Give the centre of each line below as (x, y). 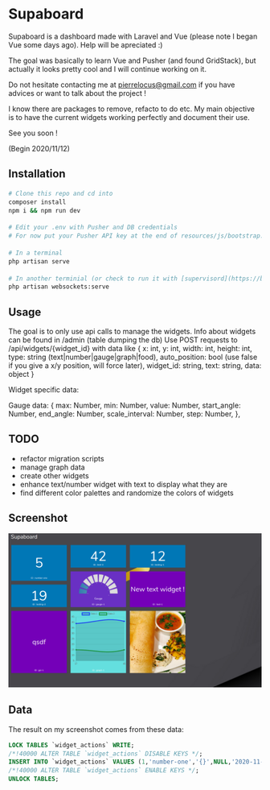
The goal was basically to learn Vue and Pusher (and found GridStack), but (132, 60)
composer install (37, 202)
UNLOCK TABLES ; (34, 779)
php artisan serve (39, 261)
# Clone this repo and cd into (61, 193)
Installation (37, 174)
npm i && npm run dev (45, 210)
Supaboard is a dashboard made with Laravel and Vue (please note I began (133, 36)
